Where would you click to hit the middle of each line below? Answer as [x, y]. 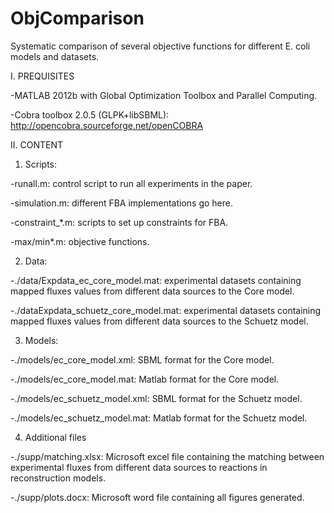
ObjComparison [77, 18]
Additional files [55, 437]
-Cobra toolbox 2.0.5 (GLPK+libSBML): [90, 114]
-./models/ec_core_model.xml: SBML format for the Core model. [142, 359]
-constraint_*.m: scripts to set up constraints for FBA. [119, 222]
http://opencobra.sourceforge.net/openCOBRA [107, 125]
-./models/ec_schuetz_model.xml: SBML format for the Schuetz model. [156, 398]
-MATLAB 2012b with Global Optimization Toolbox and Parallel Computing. [164, 95]
